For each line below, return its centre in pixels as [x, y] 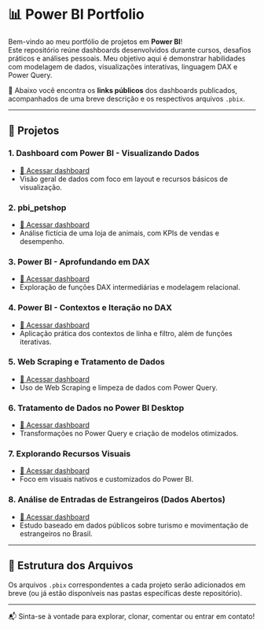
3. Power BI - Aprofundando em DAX [79, 261]
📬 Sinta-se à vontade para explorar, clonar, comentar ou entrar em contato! [132, 616]
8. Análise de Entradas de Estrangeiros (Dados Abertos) [117, 500]
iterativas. [35, 342]
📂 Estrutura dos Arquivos [71, 566]
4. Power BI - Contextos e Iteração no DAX [90, 308]
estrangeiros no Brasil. [56, 533]
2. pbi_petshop [37, 207]
